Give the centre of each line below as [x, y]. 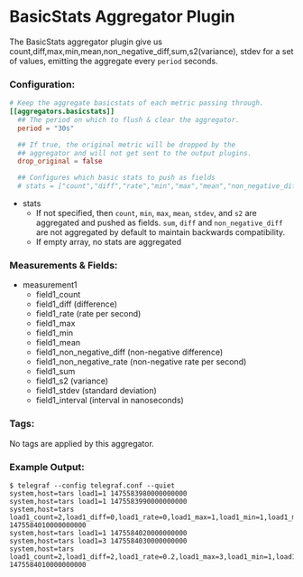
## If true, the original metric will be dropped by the [127, 145]
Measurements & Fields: [64, 266]
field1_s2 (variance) [72, 381]
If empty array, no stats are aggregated [109, 242]
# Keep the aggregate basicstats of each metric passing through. [137, 103]
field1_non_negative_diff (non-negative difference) [129, 352]
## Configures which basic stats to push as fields [117, 178]
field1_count [58, 295]
